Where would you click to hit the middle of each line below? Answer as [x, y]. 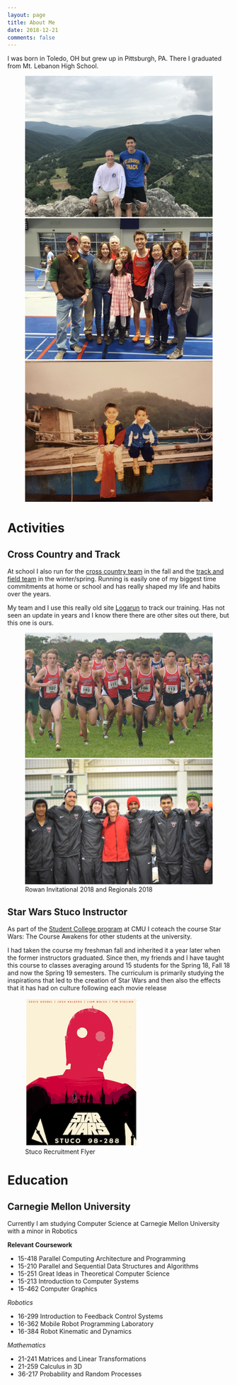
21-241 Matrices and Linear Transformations [82, 1359]
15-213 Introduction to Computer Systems [78, 1281]
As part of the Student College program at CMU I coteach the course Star [114, 929]
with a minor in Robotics [42, 1231]
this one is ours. [31, 623]
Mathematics [27, 1345]
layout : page [27, 15]
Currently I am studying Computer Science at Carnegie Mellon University [114, 1223]
